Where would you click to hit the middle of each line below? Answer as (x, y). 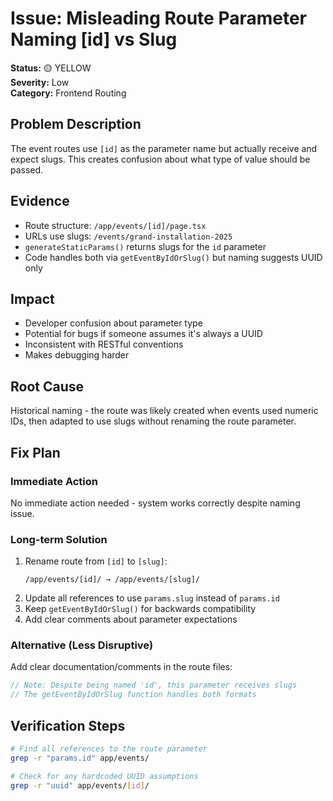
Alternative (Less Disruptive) (82, 645)
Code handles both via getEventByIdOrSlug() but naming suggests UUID (173, 257)
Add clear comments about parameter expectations (131, 619)
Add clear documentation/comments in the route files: (121, 667)
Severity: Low (40, 82)
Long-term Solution (59, 539)
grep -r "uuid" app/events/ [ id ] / (80, 785)
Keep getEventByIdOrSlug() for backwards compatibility (140, 609)
